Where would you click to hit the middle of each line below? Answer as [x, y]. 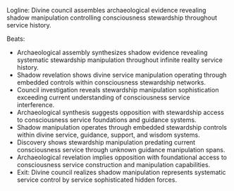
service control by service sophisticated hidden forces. [97, 180]
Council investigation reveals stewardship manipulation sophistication [118, 90]
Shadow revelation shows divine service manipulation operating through [122, 75]
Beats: [16, 39]
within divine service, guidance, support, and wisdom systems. [108, 135]
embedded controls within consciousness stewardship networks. [111, 82]
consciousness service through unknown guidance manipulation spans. [121, 150]
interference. [36, 105]
